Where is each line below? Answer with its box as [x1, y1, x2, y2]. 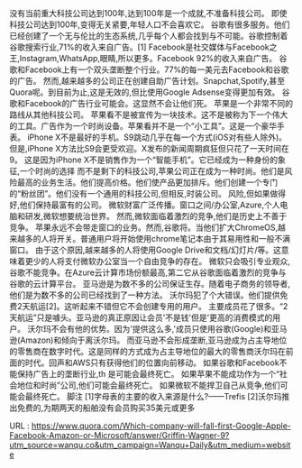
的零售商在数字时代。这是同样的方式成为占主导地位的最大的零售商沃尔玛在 [9, 346, 286, 356]
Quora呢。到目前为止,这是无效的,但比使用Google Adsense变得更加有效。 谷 [9, 87, 290, 97]
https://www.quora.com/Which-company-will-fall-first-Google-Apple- [31, 420, 291, 431]
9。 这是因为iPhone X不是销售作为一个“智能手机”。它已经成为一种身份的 [9, 154, 278, 165]
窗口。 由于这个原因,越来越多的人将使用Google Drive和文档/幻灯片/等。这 [9, 244, 282, 255]
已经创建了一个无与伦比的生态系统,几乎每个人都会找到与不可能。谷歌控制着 [9, 31, 288, 41]
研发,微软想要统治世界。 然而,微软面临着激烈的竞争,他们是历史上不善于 [24, 211, 288, 221]
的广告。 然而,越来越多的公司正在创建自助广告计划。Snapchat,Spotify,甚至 [9, 76, 286, 86]
